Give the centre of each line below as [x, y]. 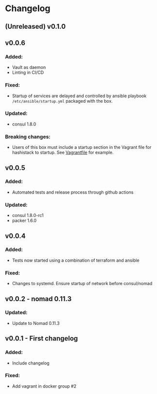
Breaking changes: [28, 137]
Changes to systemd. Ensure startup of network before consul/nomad [82, 284]
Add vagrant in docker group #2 [44, 386]
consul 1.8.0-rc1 [28, 215]
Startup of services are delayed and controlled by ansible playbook [79, 96]
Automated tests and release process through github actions [73, 192]
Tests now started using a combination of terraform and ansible [76, 260]
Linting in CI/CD [28, 72]
